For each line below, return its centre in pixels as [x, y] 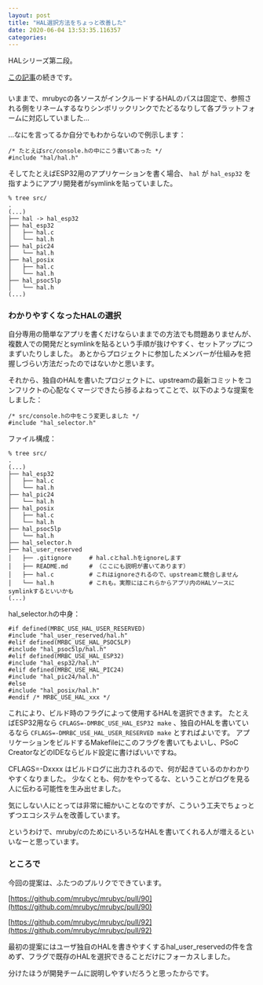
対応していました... [59, 118]
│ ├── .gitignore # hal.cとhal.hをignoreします [95, 558]
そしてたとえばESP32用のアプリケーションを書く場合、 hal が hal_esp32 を [130, 174]
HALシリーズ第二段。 [42, 60]
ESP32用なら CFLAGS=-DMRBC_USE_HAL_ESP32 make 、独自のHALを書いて [128, 723]
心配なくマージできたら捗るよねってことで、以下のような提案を [152, 390]
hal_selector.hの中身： [44, 614]
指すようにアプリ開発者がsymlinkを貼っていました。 [93, 183]
